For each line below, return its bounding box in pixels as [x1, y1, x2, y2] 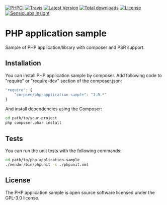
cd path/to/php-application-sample [5, 157, 80, 162]
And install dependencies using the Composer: [5, 106, 102, 112]
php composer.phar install [5, 120, 62, 125]
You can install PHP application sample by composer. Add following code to [5, 72, 162, 78]
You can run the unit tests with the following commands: [5, 148, 122, 154]
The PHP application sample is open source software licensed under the [5, 189, 155, 195]
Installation [5, 59, 41, 67]
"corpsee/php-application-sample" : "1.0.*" [14, 92, 107, 97]
